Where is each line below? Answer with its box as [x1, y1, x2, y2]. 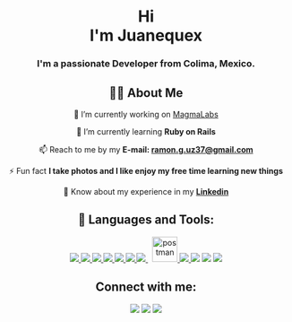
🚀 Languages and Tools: [77, 213, 215, 228]
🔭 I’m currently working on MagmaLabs [73, 109, 219, 119]
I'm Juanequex [89, 25, 203, 46]
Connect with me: [95, 280, 197, 295]
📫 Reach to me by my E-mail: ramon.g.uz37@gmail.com [39, 144, 253, 154]
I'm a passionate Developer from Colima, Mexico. [37, 57, 255, 70]
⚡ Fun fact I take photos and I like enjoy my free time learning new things [8, 165, 284, 176]
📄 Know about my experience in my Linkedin [63, 186, 229, 196]
